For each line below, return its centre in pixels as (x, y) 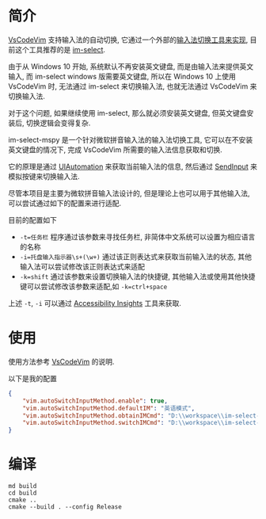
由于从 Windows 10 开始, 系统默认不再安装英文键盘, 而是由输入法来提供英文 (131, 66)
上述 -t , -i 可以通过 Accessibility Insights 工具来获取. (95, 303)
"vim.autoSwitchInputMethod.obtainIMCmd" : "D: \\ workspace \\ (123, 416)
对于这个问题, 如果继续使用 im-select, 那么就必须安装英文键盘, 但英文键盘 (127, 113)
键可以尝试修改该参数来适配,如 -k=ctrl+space (93, 286)
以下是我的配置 (32, 378)
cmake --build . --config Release (65, 507)
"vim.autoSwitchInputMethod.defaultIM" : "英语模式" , (109, 408)
